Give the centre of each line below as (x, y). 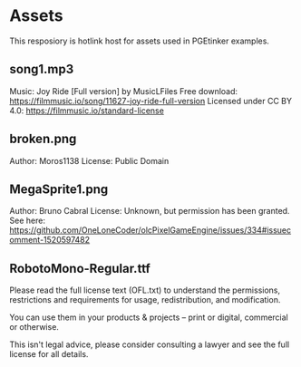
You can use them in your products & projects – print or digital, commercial (149, 317)
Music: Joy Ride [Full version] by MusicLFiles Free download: (124, 91)
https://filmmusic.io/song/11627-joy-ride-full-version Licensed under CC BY (151, 101)
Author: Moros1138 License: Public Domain (89, 160)
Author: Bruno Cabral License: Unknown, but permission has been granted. (150, 211)
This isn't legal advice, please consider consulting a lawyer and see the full (150, 344)
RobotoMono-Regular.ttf (80, 268)
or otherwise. (34, 327)
